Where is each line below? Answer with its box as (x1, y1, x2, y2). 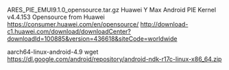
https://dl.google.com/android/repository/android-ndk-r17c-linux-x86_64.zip (7, 55, 222, 63)
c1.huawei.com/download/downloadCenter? (7, 27, 132, 35)
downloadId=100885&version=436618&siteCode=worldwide (7, 35, 178, 43)
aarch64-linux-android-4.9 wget (7, 48, 99, 56)
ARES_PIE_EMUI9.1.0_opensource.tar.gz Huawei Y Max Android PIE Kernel (7, 6, 217, 14)
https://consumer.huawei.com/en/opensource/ (7, 20, 139, 28)
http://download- (140, 20, 189, 28)
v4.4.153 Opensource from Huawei (7, 13, 105, 21)
